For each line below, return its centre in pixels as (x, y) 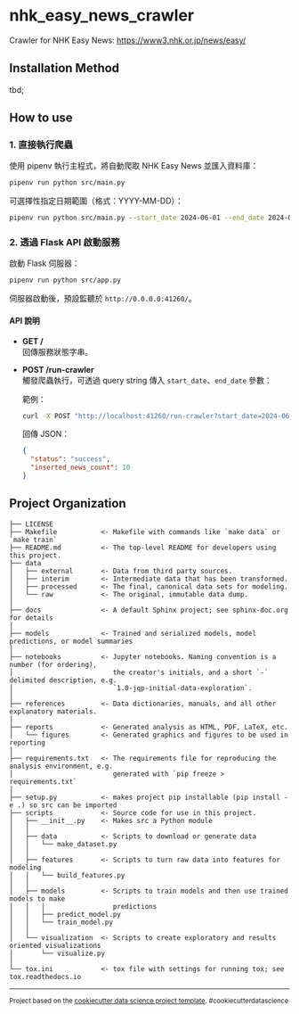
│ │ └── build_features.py (67, 875)
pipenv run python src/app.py (65, 280)
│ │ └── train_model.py (61, 922)
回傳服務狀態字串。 (57, 351)
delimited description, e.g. (63, 680)
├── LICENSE (31, 524)
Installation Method (65, 68)
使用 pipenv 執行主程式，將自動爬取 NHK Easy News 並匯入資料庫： (134, 166)
